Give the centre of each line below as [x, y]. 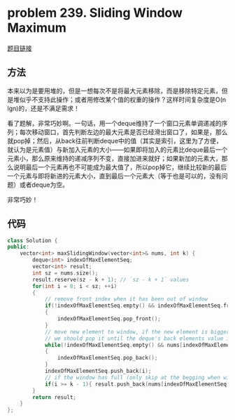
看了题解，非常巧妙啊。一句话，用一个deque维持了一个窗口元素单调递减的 [114, 123]
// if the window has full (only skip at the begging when [132, 377]
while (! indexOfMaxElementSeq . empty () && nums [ [114, 345]
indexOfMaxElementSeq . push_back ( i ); [98, 371]
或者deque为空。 [44, 185]
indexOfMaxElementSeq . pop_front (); [109, 319]
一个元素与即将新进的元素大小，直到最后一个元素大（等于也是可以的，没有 [114, 176]
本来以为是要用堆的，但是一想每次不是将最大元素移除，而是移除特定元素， [114, 91]
